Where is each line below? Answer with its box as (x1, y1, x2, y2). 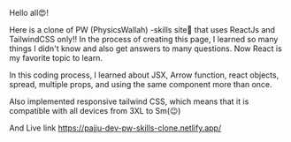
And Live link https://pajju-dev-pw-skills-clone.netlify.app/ (9, 123, 222, 133)
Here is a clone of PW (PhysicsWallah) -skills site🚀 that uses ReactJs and (9, 25, 276, 34)
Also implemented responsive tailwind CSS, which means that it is (9, 96, 249, 107)
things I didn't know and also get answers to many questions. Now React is (9, 43, 283, 54)
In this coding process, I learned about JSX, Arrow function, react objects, (9, 70, 280, 80)
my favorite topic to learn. (9, 53, 103, 63)
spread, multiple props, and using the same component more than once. (9, 79, 272, 89)
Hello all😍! (9, 8, 49, 18)
